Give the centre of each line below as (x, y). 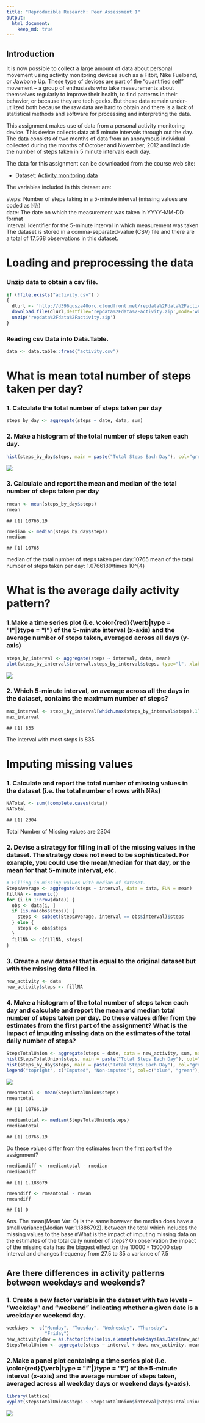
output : (16, 18)
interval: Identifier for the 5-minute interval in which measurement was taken (103, 225)
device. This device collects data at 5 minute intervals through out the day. (100, 133)
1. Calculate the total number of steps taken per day (84, 408)
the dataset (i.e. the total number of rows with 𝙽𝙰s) (84, 790)
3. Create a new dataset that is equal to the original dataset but (101, 961)
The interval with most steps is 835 (50, 739)
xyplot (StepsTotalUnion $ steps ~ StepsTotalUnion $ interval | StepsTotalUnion (103, 1402)
